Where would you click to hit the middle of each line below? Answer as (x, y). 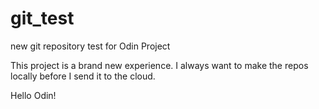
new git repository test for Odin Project (90, 46)
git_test (42, 18)
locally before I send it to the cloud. (83, 76)
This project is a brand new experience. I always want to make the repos (159, 65)
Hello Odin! (33, 95)
